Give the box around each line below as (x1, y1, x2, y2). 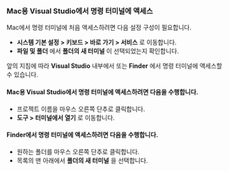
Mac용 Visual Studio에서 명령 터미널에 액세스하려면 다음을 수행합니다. (6, 87, 199, 96)
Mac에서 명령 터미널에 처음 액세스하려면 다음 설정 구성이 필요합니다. (6, 23, 192, 32)
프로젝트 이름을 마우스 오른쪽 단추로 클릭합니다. (16, 105, 145, 113)
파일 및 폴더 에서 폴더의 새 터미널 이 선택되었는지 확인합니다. (16, 47, 179, 55)
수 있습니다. (6, 70, 39, 79)
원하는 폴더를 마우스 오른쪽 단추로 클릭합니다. (16, 147, 140, 156)
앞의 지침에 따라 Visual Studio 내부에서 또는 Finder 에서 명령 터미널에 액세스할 (6, 61, 223, 70)
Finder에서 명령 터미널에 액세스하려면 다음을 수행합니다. (6, 131, 159, 139)
